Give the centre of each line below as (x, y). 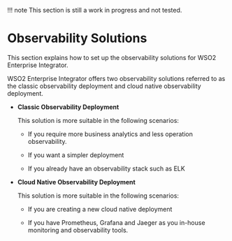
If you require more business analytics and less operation (110, 134)
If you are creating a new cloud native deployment (100, 209)
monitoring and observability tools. (78, 230)
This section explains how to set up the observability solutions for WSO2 (112, 57)
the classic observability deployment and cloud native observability (104, 86)
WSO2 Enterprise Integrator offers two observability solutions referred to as (116, 78)
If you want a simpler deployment (76, 155)
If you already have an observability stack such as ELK (106, 168)
